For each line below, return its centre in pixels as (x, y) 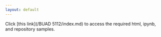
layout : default (22, 10)
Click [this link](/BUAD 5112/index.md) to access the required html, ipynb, (80, 24)
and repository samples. (30, 29)
